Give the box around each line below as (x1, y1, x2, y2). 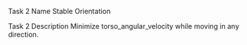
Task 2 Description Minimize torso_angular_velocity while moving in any (8, 22, 240, 30)
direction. (8, 30, 39, 39)
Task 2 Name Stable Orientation (8, 7, 111, 16)
